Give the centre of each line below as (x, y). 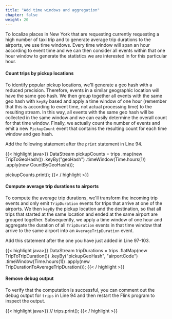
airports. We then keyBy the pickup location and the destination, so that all (83, 209)
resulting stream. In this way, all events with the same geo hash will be (80, 112)
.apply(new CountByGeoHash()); (40, 164)
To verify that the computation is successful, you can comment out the (80, 290)
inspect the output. (25, 301)
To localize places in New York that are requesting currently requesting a (82, 34)
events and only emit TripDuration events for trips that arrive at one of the (84, 203)
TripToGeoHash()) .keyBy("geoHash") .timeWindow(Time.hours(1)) (76, 159)
